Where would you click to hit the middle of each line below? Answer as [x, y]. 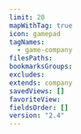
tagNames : [27, 42]
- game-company [45, 50]
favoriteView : [35, 99]
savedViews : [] [37, 91]
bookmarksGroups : [41, 67]
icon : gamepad [35, 33]
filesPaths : [31, 58]
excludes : [27, 75]
